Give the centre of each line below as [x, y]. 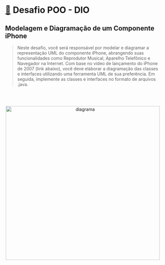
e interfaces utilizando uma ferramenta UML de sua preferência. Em [86, 74]
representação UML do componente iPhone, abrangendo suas [81, 53]
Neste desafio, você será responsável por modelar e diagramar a [83, 48]
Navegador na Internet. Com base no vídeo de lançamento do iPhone [87, 63]
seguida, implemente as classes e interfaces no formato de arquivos [86, 79]
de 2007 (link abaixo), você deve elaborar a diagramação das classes [88, 69]
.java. [23, 84]
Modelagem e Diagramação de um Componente [80, 28]
